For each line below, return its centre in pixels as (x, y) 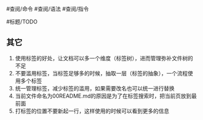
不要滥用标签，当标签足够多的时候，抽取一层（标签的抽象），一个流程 (101, 73)
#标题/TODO (22, 22)
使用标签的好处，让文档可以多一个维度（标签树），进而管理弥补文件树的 (104, 58)
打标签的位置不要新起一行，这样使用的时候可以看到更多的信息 (92, 111)
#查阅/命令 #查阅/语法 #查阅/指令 (48, 9)
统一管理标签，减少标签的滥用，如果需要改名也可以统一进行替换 (95, 88)
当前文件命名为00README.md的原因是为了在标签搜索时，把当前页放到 (103, 96)
